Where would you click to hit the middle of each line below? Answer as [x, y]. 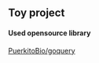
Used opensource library [49, 33]
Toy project [37, 13]
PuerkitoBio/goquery [42, 50]
